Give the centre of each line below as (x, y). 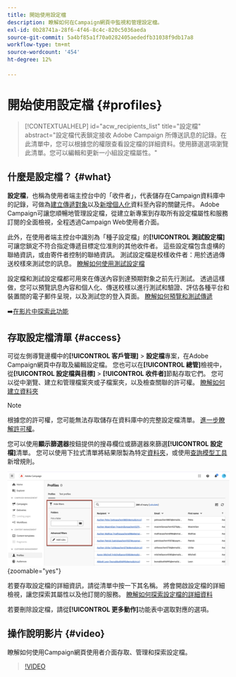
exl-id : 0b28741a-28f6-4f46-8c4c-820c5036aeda (77, 30)
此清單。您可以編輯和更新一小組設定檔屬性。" (91, 153)
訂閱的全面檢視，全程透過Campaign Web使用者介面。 (85, 222)
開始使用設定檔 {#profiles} (85, 105)
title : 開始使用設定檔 (37, 15)
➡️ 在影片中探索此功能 (38, 311)
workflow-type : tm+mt (39, 45)
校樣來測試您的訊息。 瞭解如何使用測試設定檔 (79, 263)
